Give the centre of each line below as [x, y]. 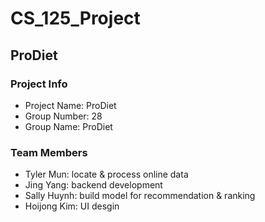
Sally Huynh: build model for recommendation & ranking [140, 196]
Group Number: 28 [63, 116]
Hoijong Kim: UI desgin [72, 206]
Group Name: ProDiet [68, 126]
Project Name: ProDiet [70, 105]
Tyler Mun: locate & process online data [106, 174]
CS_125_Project [75, 18]
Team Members [49, 152]
